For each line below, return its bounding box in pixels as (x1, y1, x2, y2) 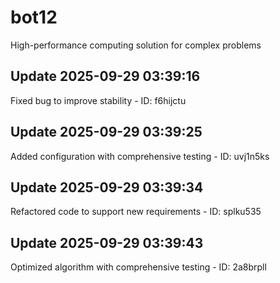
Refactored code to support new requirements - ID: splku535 (10, 206, 262, 218)
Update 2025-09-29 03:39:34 (10, 179, 204, 196)
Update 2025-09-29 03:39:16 (10, 68, 201, 85)
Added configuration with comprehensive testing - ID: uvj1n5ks (10, 150, 270, 162)
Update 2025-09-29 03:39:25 (10, 124, 203, 141)
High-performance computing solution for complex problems (10, 39, 262, 51)
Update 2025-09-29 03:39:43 (10, 234, 204, 251)
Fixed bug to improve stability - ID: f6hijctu (10, 94, 187, 106)
